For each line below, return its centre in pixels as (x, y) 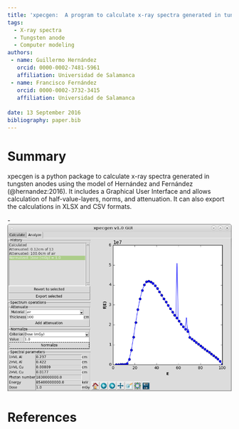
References (42, 418)
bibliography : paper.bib (44, 120)
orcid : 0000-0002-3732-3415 (58, 90)
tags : (15, 22)
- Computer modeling (44, 45)
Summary (37, 156)
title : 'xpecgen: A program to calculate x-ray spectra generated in (114, 15)
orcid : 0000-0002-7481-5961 (58, 68)
